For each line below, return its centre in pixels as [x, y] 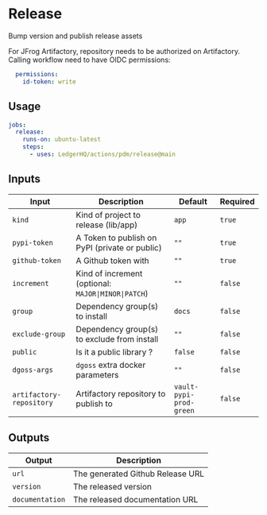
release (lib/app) [106, 225]
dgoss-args [33, 370]
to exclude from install [117, 339]
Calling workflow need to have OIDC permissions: [89, 60]
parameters [97, 374]
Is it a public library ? [114, 352]
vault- [186, 387]
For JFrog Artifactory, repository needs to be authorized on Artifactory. [124, 51]
